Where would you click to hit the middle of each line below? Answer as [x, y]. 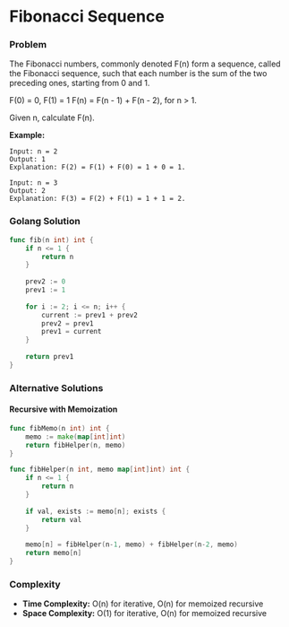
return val [62, 519]
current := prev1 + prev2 [90, 315]
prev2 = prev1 [68, 323]
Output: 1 [28, 160]
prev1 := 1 [46, 290]
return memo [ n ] [54, 553]
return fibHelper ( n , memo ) [76, 445]
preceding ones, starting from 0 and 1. [80, 83]
